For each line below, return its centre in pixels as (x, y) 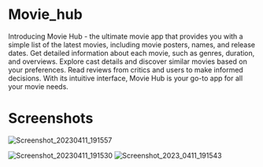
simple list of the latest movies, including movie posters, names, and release (132, 44)
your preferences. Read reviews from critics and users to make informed (126, 69)
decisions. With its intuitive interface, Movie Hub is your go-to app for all (126, 78)
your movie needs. (38, 86)
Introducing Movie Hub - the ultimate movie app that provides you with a (126, 36)
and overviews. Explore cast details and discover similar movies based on (128, 61)
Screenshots (51, 119)
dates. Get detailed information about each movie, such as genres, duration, (131, 53)
